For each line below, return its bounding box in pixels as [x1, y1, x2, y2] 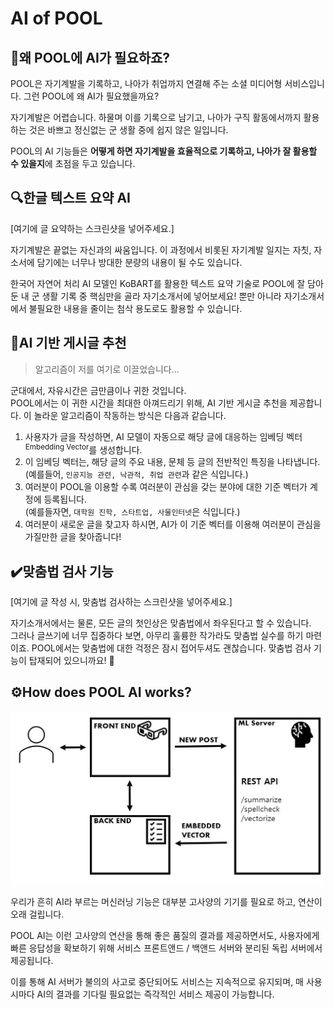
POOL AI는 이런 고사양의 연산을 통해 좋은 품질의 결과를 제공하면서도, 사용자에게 [10, 930, 320, 941]
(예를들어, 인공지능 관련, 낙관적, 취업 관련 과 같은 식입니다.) [24, 468, 249, 481]
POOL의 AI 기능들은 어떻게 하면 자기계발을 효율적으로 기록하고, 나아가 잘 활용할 [10, 145, 318, 157]
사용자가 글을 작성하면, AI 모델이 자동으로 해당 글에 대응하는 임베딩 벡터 [24, 430, 303, 442]
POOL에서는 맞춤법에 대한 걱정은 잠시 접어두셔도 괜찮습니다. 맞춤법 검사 [31, 642, 312, 654]
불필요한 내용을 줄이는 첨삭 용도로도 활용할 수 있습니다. [28, 302, 243, 314]
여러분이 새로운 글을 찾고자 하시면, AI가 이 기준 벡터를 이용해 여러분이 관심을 [24, 518, 322, 531]
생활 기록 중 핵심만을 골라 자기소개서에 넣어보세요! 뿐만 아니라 [41, 290, 282, 302]
